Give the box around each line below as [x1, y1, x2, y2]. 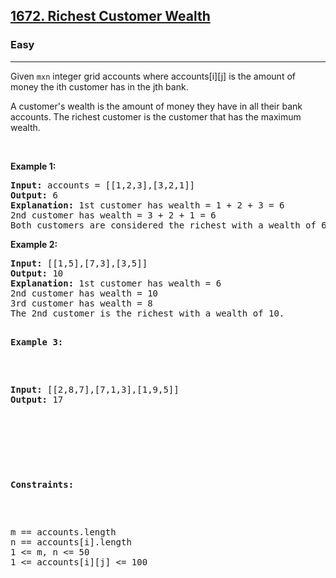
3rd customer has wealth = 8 [10, 297, 153, 309]
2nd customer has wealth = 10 [10, 287, 159, 299]
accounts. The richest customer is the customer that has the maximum [10, 110, 302, 123]
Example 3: [10, 336, 64, 348]
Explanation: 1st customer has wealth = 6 [10, 277, 222, 289]
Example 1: [10, 160, 57, 172]
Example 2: [10, 238, 58, 250]
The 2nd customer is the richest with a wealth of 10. [10, 307, 285, 319]
